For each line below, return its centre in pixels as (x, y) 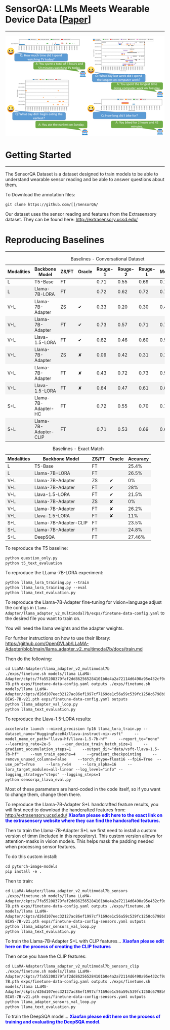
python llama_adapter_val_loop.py (42, 704)
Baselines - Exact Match (78, 449)
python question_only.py (31, 558)
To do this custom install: (31, 857)
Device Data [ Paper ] (48, 20)
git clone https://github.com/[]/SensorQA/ (52, 204)
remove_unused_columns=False (36, 759)
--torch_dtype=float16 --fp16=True (115, 759)
